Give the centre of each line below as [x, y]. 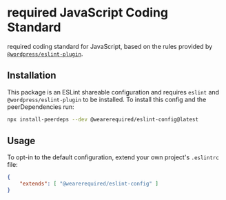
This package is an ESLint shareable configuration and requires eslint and [113, 92]
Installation [32, 76]
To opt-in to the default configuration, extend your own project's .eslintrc [113, 157]
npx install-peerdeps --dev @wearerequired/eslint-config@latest [103, 119]
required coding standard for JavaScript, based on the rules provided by [110, 46]
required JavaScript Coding [88, 13]
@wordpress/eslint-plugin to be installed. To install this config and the [107, 99]
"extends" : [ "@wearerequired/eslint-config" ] [89, 184]
